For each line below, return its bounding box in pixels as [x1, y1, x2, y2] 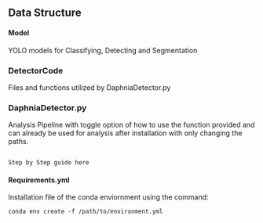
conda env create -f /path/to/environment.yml [8, 207, 163, 216]
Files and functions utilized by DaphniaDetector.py [8, 82, 171, 92]
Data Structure [8, 6, 82, 20]
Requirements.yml [8, 175, 70, 185]
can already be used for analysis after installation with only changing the [8, 128, 243, 138]
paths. [8, 137, 29, 146]
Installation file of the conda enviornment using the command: [8, 192, 210, 202]
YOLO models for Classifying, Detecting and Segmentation [8, 45, 198, 55]
